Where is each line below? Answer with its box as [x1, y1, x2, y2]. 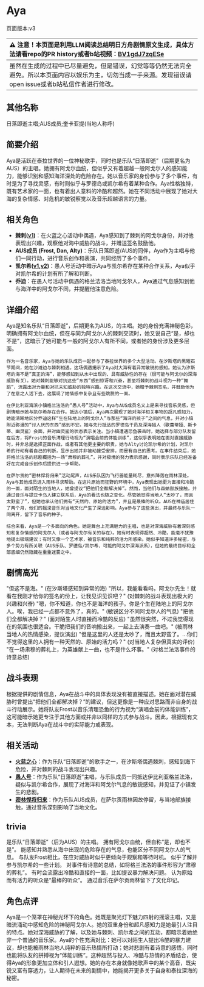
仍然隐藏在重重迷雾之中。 [19, 550, 75, 556]
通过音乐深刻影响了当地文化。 [25, 803, 101, 811]
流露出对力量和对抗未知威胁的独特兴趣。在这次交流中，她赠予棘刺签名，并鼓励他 [18, 384, 190, 390]
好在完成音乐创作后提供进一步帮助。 [6, 461, 84, 467]
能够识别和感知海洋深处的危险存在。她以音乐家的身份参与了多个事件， [16, 172, 192, 179]
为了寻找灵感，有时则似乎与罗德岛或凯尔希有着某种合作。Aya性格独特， [16, 179, 197, 187]
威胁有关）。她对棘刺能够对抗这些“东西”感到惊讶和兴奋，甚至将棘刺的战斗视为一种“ [6, 378, 184, 384]
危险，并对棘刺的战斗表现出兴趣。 [15, 765, 101, 772]
